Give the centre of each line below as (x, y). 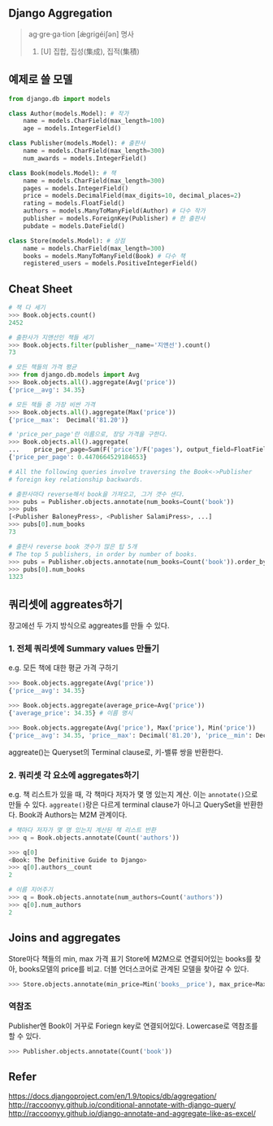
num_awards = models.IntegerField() (85, 158)
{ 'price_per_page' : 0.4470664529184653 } (78, 458)
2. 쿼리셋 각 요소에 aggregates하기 (74, 775)
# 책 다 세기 (27, 308)
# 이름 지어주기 (31, 890)
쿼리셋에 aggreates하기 (66, 605)
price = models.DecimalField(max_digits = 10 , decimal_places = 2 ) (132, 196)
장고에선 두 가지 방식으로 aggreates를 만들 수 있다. (89, 625)
